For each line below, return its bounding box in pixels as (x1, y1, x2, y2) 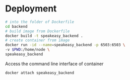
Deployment (5, 3, 57, 14)
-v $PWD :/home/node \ (5, 47, 50, 52)
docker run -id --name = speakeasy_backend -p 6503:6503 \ (5, 43, 126, 48)
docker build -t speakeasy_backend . (5, 33, 83, 38)
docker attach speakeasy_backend (5, 70, 74, 75)
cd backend (5, 24, 28, 29)
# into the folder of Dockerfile (5, 19, 74, 24)
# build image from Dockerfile (5, 28, 70, 34)
